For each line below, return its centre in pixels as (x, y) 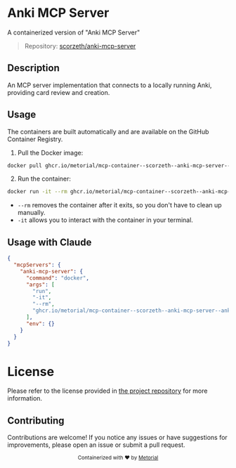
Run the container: (44, 179)
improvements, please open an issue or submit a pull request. (96, 445)
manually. (31, 213)
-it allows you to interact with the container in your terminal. (105, 220)
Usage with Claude (50, 242)
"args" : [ (40, 285)
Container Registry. (35, 139)
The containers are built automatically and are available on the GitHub (108, 131)
